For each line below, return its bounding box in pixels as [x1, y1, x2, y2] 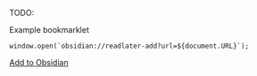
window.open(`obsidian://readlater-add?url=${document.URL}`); [9, 42, 250, 50]
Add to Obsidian [9, 57, 69, 67]
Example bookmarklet [9, 25, 89, 34]
